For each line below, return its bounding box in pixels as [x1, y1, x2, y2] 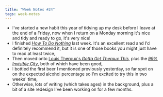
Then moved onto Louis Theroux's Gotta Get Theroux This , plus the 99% [12, 55, 158, 61]
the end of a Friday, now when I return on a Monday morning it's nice [12, 30, 150, 36]
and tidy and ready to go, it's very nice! [12, 35, 91, 41]
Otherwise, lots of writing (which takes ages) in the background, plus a [12, 81, 154, 87]
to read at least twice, [12, 50, 56, 56]
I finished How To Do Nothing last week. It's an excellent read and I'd [12, 40, 150, 46]
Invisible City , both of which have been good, [12, 61, 103, 67]
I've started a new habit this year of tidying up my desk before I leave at [12, 25, 156, 30]
